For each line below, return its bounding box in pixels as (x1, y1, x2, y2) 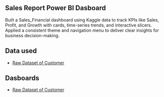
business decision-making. (5, 32, 60, 38)
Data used (5, 47, 37, 55)
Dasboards (5, 74, 39, 82)
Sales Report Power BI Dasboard (5, 4, 106, 12)
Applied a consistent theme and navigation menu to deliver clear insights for (5, 27, 159, 33)
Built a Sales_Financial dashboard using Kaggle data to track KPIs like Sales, (5, 17, 159, 23)
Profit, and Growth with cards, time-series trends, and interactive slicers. (5, 22, 152, 28)
